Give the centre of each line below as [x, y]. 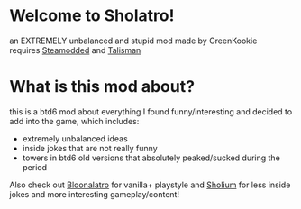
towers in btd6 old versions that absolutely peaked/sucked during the [151, 158]
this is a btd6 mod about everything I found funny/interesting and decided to [151, 111]
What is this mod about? [102, 87]
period [35, 167]
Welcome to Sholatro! [92, 16]
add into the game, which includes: [74, 121]
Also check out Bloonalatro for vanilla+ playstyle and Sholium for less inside [150, 185]
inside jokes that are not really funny [90, 148]
